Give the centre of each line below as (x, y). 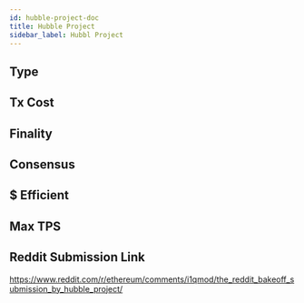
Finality (31, 133)
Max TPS (35, 226)
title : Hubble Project (52, 26)
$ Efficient (39, 195)
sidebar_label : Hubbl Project (67, 35)
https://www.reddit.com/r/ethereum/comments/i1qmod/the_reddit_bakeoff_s (152, 279)
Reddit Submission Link (77, 257)
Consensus (42, 164)
